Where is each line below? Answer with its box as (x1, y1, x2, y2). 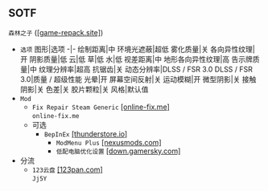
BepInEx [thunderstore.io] (43, 128, 128, 139)
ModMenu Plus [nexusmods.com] (56, 137, 162, 147)
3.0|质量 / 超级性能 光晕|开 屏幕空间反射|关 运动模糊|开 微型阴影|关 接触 (19, 74, 257, 83)
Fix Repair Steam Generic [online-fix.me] (31, 102, 171, 112)
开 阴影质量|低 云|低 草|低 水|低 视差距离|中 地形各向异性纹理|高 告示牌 (19, 54, 254, 63)
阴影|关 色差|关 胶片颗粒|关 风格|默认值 (19, 84, 149, 94)
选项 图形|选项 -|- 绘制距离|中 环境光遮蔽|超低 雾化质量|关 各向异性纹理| (19, 44, 256, 54)
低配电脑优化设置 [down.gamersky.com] (56, 146, 181, 156)
